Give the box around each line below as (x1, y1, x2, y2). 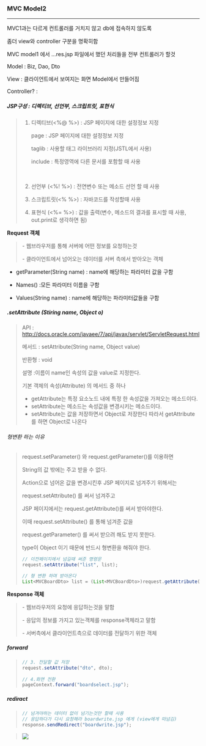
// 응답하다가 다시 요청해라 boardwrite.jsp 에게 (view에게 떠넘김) (21, 716, 177, 722)
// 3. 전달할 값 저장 (21, 659, 70, 665)
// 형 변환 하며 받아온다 (21, 573, 77, 579)
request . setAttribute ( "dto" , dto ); (21, 665, 113, 671)
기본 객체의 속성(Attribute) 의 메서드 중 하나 (21, 382, 126, 389)
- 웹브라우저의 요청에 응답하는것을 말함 (21, 603, 115, 610)
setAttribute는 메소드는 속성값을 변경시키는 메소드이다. (31, 403, 163, 410)
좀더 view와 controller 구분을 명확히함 (7, 38, 98, 45)
